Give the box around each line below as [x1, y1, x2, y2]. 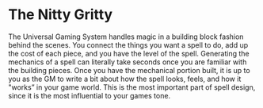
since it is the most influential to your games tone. [8, 91, 171, 100]
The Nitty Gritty [8, 6, 113, 24]
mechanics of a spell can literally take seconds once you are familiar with [8, 57, 247, 67]
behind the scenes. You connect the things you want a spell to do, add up [8, 40, 248, 49]
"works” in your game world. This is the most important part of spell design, [8, 82, 256, 92]
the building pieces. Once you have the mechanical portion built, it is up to [8, 65, 251, 75]
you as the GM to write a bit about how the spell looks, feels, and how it [8, 74, 242, 83]
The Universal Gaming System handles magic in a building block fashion [8, 32, 244, 41]
